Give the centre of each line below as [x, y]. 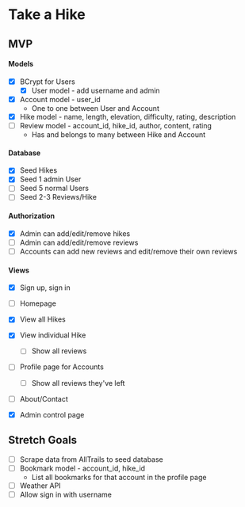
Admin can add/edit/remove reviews [79, 242]
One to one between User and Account [96, 108]
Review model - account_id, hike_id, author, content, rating [116, 126]
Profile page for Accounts [62, 367]
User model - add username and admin [96, 90]
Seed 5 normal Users [54, 189]
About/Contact [44, 398]
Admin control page [52, 414]
